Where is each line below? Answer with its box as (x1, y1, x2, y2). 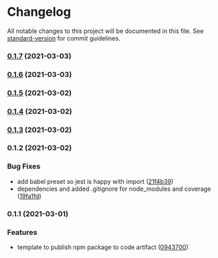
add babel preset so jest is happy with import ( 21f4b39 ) (16, 177, 173, 185)
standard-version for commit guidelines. (7, 34, 121, 42)
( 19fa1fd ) (16, 191, 42, 200)
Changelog (7, 4, 71, 20)
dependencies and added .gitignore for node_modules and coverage (16, 185, 211, 193)
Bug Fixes (7, 162, 41, 172)
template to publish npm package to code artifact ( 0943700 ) (16, 243, 189, 251)
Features (7, 227, 38, 237)
